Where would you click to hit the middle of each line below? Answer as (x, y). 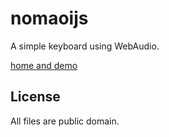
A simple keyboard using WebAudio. (85, 46)
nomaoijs (49, 18)
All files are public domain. (65, 121)
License (35, 97)
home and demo (44, 65)
